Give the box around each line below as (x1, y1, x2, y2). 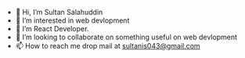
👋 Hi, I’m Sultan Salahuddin (15, 8, 103, 16)
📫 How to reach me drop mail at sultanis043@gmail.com (15, 42, 201, 50)
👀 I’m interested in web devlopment (15, 16, 130, 25)
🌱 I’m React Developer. (15, 24, 89, 33)
